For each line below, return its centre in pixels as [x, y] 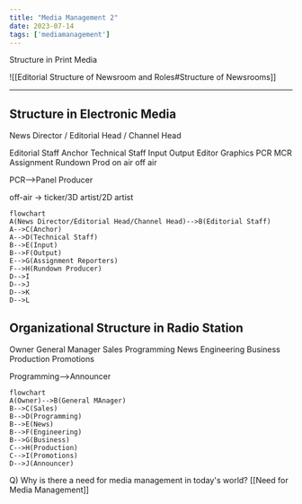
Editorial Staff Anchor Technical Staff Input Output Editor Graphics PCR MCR [151, 153]
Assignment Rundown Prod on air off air [83, 163]
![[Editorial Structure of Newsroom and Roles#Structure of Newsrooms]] [143, 77]
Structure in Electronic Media [93, 114]
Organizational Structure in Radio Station [127, 327]
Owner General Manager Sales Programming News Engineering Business [145, 349]
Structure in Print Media [53, 60]
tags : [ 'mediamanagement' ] [60, 34]
